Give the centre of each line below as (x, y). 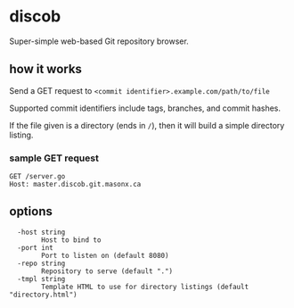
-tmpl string (41, 279)
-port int (35, 247)
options (31, 212)
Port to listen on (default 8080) (105, 255)
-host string (41, 232)
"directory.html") (43, 295)
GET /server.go (37, 177)
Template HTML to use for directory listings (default (145, 287)
